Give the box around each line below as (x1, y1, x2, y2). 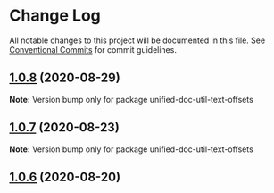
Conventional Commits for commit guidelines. (9, 44, 177, 55)
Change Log (9, 5, 101, 26)
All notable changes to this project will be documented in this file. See (9, 35, 266, 46)
